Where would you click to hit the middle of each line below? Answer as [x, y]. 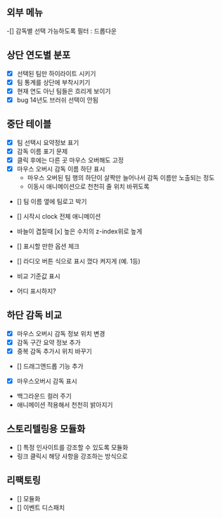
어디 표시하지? [37, 291]
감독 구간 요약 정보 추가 [49, 342]
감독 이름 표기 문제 [42, 151]
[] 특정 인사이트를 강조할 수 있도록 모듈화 [72, 447]
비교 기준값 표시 [38, 276]
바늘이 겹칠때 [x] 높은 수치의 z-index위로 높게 [79, 231]
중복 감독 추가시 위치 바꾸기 [54, 351]
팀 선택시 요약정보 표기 [48, 142]
